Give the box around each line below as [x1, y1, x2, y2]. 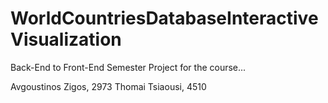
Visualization [10, 28, 122, 51]
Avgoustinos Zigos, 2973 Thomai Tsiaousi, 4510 [10, 80, 207, 92]
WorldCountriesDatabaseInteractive [10, 7, 319, 30]
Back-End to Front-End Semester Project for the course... [10, 61, 247, 73]
